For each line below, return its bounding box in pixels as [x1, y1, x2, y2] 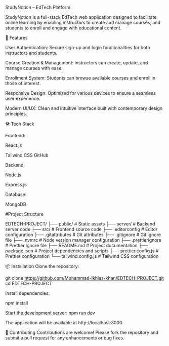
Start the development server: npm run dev [5, 310, 95, 316]
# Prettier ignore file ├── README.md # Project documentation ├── [5, 243, 148, 248]
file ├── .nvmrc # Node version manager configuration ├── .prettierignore [5, 237, 162, 243]
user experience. [5, 96, 40, 101]
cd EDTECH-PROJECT [5, 281, 52, 286]
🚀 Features [5, 35, 28, 41]
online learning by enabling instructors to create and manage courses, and [5, 20, 161, 25]
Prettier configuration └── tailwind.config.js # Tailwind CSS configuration [5, 253, 159, 259]
